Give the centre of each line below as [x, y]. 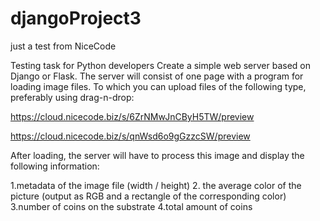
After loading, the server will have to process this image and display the [157, 155]
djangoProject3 [76, 18]
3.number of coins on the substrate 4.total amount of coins [131, 206]
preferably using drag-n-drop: [72, 97]
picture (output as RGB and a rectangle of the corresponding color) [148, 196]
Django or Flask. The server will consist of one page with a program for [157, 76]
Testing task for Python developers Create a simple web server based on [161, 65]
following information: [55, 166]
